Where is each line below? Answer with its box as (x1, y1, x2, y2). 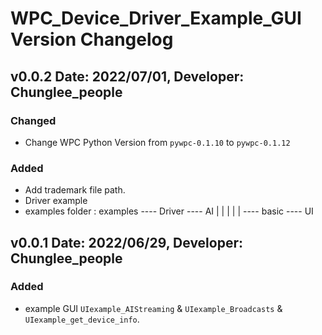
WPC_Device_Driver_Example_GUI (10, 7, 302, 30)
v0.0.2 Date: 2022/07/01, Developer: (10, 68, 245, 85)
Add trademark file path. (24, 184, 126, 196)
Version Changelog (10, 28, 174, 51)
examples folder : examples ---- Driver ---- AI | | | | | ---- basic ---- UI (24, 205, 314, 217)
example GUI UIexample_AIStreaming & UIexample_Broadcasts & (24, 302, 283, 314)
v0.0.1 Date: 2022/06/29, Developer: (10, 234, 244, 251)
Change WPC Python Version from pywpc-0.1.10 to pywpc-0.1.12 (24, 136, 291, 148)
